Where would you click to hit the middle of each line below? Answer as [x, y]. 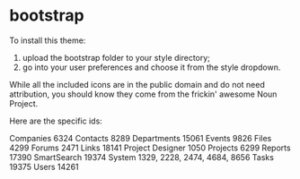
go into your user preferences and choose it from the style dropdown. [151, 67]
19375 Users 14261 [44, 166]
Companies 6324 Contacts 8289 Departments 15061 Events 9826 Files [141, 138]
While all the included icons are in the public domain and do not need [137, 84]
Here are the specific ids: [56, 121]
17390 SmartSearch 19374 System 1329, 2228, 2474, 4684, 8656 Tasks [141, 157]
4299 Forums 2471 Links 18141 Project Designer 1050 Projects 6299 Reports [150, 148]
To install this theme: [48, 40]
